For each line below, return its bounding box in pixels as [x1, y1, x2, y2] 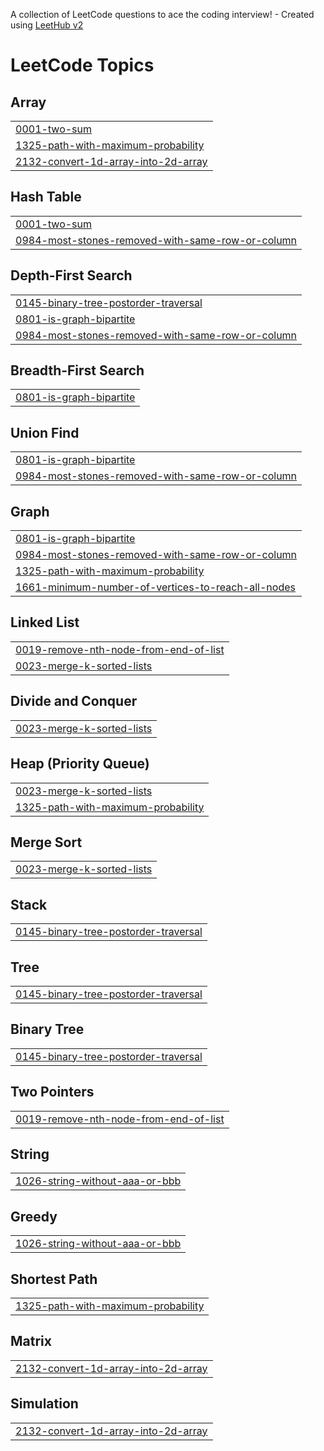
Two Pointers [10, 1084, 95, 1101]
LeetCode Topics [10, 54, 155, 77]
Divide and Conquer [10, 693, 138, 710]
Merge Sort [10, 834, 83, 851]
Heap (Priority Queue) [10, 755, 150, 773]
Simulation [10, 1395, 79, 1413]
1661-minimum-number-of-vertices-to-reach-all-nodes [15, 580, 296, 594]
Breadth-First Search [10, 362, 145, 379]
